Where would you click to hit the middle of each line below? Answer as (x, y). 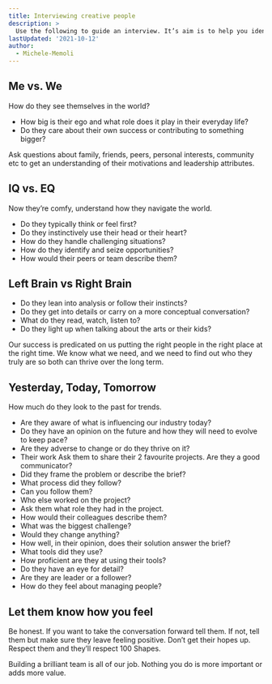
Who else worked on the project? (75, 500)
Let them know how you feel (81, 611)
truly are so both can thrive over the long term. (86, 362)
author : (21, 46)
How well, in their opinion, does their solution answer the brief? (125, 543)
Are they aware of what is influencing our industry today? (116, 423)
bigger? (33, 139)
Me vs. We (35, 86)
